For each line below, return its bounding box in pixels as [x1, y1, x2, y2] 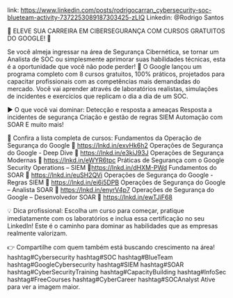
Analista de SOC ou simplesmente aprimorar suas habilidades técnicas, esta [7, 55, 226, 63]
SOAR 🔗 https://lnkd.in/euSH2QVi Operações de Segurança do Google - [7, 171, 214, 179]
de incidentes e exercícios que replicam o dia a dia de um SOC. [7, 92, 189, 100]
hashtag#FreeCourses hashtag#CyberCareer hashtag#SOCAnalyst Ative [7, 275, 216, 283]
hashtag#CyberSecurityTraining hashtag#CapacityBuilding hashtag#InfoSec [7, 268, 227, 276]
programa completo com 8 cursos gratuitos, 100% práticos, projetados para [7, 70, 225, 78]
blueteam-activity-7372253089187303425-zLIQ [7, 13, 145, 22]
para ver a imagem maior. [7, 283, 81, 291]
